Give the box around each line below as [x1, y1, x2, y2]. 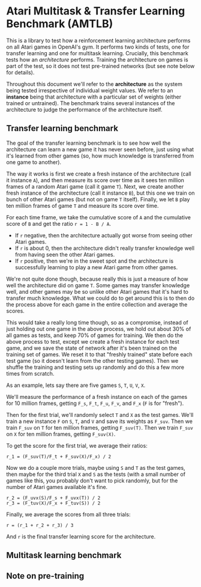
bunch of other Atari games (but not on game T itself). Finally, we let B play [6, 195, 190, 202]
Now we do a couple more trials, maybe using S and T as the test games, [6, 464, 185, 471]
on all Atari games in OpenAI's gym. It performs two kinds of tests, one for [6, 43, 190, 50]
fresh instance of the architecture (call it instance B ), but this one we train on [6, 189, 195, 196]
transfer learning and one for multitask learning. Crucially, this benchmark [6, 49, 189, 56]
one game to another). [6, 158, 62, 166]
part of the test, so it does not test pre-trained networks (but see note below [6, 62, 195, 70]
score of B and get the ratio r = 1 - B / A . [6, 220, 111, 227]
